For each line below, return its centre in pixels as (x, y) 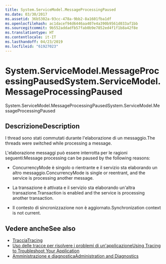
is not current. (26, 213)
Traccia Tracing (27, 240)
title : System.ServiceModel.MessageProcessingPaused (61, 10)
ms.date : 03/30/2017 (26, 14)
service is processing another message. (53, 178)
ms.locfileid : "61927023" (32, 46)
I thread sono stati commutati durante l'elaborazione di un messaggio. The (80, 138)
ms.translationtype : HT (30, 33)
